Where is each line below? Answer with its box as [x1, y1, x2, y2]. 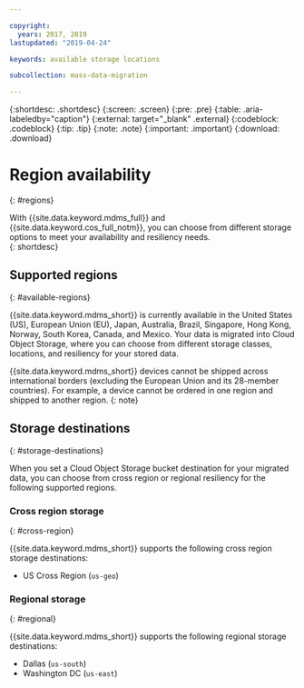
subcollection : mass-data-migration [9, 71, 148, 80]
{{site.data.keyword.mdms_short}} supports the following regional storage [9, 631, 287, 642]
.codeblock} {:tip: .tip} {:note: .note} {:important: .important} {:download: [9, 124, 279, 135]
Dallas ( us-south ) [22, 658, 87, 669]
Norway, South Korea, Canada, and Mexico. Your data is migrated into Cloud [9, 328, 295, 339]
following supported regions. [9, 482, 117, 493]
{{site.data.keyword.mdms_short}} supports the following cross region [9, 543, 272, 553]
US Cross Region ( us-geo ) [22, 570, 120, 581]
